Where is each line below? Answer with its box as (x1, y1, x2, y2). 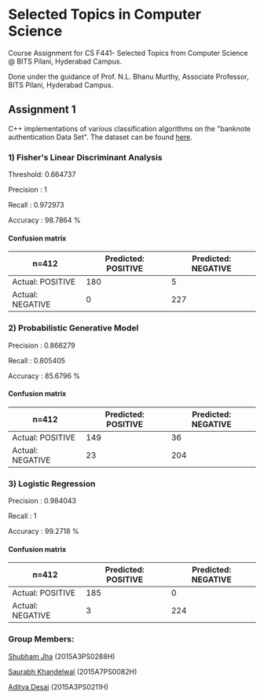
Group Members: (8, 634, 75, 645)
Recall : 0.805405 (8, 355, 65, 365)
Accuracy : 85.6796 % (8, 371, 81, 381)
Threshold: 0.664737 (8, 170, 76, 179)
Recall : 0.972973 (8, 201, 64, 210)
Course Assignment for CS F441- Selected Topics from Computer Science (8, 48, 248, 57)
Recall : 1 (8, 511, 37, 521)
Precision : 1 (8, 185, 47, 194)
